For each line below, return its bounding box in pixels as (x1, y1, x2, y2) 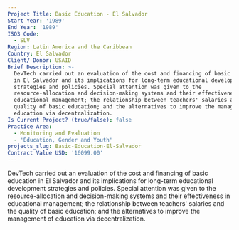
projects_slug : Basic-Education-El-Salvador (7, 143, 142, 150)
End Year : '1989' (7, 23, 59, 31)
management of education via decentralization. (7, 214, 146, 223)
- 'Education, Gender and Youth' (14, 136, 113, 143)
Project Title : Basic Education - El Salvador (7, 10, 148, 18)
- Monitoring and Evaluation (14, 130, 100, 137)
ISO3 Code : (7, 30, 40, 38)
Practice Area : (7, 122, 53, 130)
